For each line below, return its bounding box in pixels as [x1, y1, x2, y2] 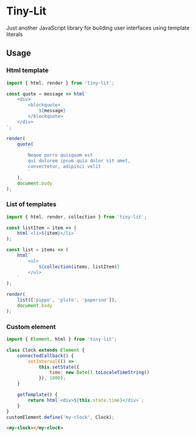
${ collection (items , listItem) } [38, 264, 120, 270]
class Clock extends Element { [6, 347, 85, 353]
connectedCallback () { [17, 352, 74, 359]
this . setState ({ [38, 364, 80, 370]
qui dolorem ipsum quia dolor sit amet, [28, 158, 131, 164]
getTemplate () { [17, 392, 58, 398]
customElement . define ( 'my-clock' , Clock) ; [6, 414, 115, 420]
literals [6, 30, 23, 37]
